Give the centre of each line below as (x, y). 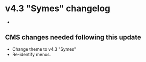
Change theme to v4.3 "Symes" (44, 49)
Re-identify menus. (31, 54)
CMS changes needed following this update (73, 37)
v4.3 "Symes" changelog (58, 9)
